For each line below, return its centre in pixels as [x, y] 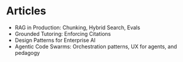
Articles [26, 11]
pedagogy [27, 52]
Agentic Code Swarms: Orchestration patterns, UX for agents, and [96, 46]
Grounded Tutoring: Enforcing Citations [63, 33]
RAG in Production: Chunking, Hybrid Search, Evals [78, 27]
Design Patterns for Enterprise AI [55, 40]
